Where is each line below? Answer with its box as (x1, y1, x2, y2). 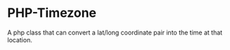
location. (7, 35, 33, 44)
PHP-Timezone (7, 5, 97, 21)
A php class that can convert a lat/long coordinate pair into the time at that (7, 28, 223, 37)
